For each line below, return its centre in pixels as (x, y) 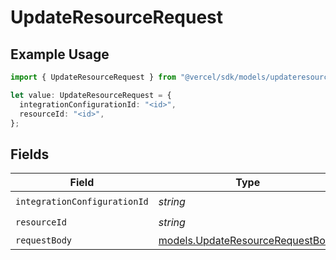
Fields (30, 154)
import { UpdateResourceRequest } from (93, 77)
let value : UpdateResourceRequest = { (91, 95)
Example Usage (60, 54)
